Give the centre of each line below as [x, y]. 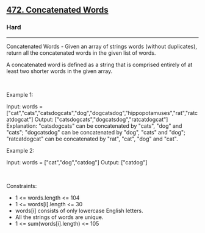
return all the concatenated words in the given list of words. [81, 53]
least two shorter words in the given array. [59, 71]
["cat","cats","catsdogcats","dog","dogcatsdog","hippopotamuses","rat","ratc [102, 113]
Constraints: [22, 186]
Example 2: [20, 150]
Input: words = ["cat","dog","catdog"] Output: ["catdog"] [77, 162]
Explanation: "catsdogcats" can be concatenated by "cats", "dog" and [94, 126]
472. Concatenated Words [57, 10]
